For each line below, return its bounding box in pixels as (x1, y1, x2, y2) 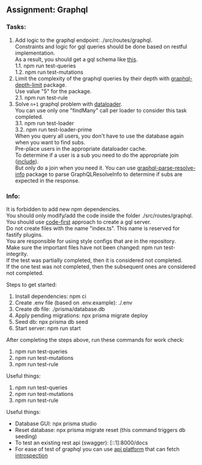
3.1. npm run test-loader (14, 120, 74, 127)
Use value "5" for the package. (14, 87, 92, 95)
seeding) (14, 433, 37, 440)
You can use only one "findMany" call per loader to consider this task (14, 106, 188, 114)
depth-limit (14, 81, 43, 88)
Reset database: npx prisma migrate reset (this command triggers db (14, 426, 186, 433)
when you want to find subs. (14, 138, 86, 146)
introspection (14, 452, 48, 459)
